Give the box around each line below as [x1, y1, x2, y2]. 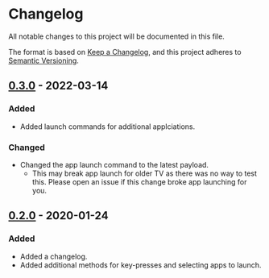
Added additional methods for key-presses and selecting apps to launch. [19, 259, 262, 270]
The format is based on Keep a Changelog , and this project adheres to [8, 47, 242, 56]
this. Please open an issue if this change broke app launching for [31, 176, 247, 186]
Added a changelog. [19, 251, 88, 261]
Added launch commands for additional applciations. [19, 122, 196, 131]
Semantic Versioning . [8, 56, 79, 65]
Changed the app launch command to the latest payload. [19, 160, 209, 169]
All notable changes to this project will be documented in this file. [8, 31, 226, 41]
